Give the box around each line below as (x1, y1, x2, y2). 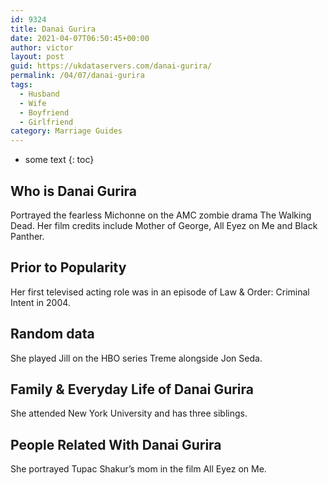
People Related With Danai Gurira (10, 436, 222, 453)
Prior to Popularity (10, 259, 127, 276)
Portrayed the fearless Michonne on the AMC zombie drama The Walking (10, 209, 312, 221)
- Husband (19, 89, 60, 99)
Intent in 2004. (10, 296, 71, 308)
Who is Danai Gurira (10, 182, 138, 200)
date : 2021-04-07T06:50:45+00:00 (10, 33, 150, 43)
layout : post (10, 52, 65, 62)
